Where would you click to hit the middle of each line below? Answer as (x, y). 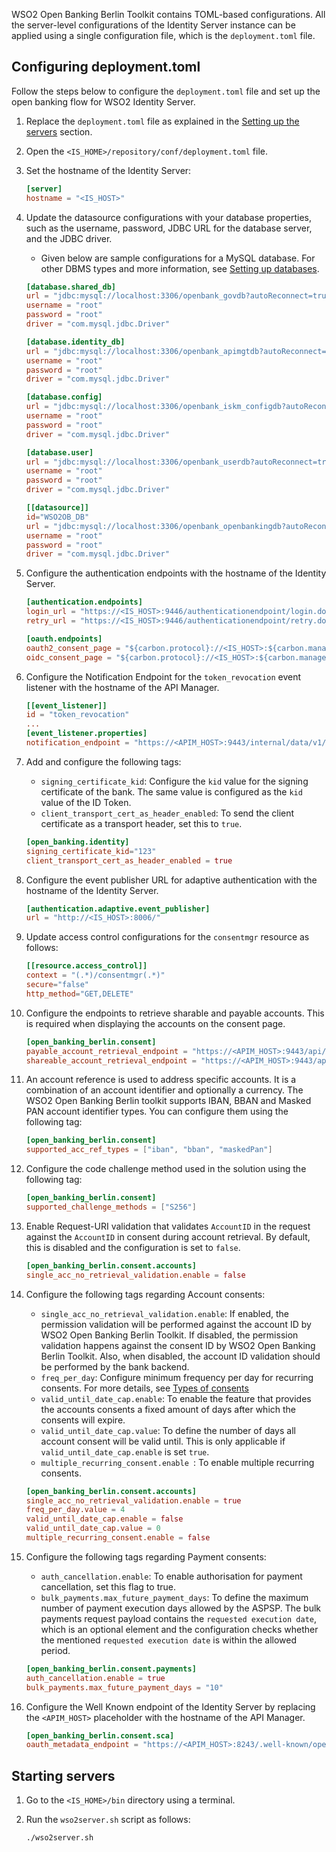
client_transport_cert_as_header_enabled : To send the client (167, 813)
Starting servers (63, 1775)
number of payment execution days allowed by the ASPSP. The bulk (180, 1608)
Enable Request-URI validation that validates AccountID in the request (168, 1226)
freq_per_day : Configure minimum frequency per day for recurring (177, 1377)
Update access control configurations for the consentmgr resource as (167, 937)
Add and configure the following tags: (103, 761)
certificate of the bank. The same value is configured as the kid (171, 791)
